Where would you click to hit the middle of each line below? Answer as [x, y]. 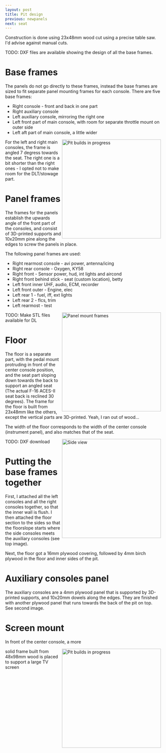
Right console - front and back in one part [55, 106]
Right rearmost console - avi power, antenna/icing [63, 263]
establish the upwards [28, 218]
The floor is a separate [28, 354]
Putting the [28, 462]
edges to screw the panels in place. [41, 244]
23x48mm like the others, [31, 412]
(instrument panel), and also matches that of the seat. [60, 432]
